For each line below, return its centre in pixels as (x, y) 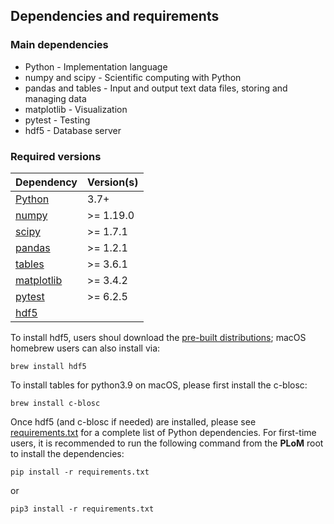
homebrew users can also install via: (85, 348)
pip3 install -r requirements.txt (82, 509)
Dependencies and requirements (115, 16)
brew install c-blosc (55, 403)
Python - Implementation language (96, 66)
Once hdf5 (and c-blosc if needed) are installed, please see (133, 421)
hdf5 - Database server (73, 130)
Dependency (46, 182)
